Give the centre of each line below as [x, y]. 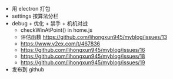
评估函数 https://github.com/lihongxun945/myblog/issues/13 [94, 37]
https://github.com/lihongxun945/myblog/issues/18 [83, 56]
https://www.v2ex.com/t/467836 [60, 44]
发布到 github [28, 69]
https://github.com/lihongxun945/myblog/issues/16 [83, 50]
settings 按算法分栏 [35, 16]
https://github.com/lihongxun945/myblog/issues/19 [83, 62]
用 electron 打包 [31, 9]
